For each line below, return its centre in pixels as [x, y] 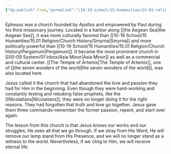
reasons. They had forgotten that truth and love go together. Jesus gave [81, 104]
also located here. [24, 73]
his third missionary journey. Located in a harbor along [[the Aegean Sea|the [85, 30]
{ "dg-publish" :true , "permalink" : [41, 10]
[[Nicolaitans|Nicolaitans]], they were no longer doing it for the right [76, 99]
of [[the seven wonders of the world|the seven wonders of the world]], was [84, 68]
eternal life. [17, 147]
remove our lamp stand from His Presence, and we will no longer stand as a [84, 136]
